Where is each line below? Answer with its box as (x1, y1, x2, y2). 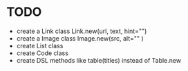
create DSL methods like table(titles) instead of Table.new (16, 56, 181, 64)
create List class (16, 41, 64, 50)
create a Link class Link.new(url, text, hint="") (16, 27, 147, 35)
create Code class (16, 49, 68, 57)
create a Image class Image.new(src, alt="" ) (16, 34, 144, 42)
